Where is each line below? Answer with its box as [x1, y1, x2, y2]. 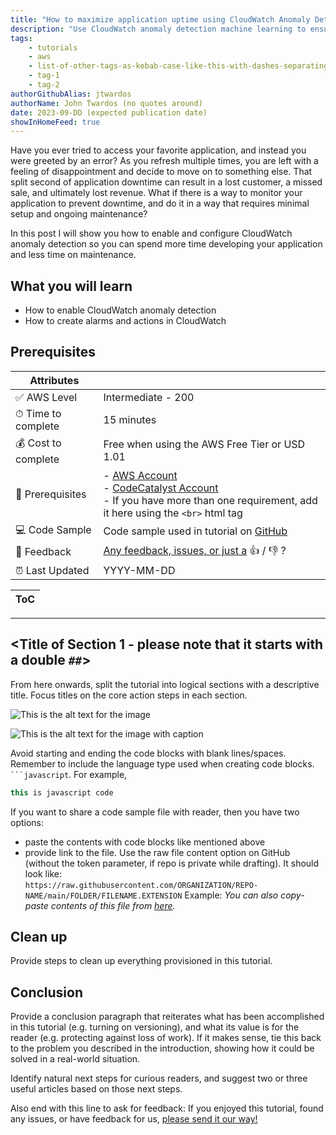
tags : [10, 33, 33, 43]
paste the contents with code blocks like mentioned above [24, 836, 266, 848]
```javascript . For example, [10, 768, 128, 780]
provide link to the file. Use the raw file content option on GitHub [24, 846, 291, 858]
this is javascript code [10, 787, 114, 798]
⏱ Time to [15, 406, 62, 420]
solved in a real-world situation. [10, 1053, 141, 1065]
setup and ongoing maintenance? [10, 208, 148, 220]
